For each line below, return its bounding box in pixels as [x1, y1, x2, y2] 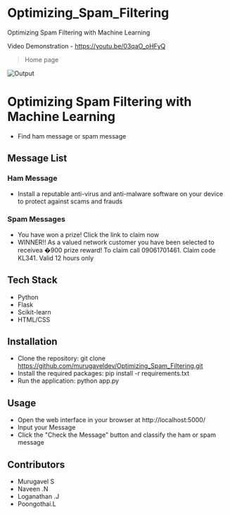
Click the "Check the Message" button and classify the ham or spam [17, 431, 217, 439]
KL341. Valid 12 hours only [17, 253, 94, 262]
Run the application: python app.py [17, 376, 120, 385]
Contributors [7, 459, 65, 471]
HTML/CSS [17, 315, 51, 324]
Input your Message [17, 424, 76, 432]
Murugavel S [17, 477, 55, 486]
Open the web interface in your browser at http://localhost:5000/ [17, 416, 206, 424]
